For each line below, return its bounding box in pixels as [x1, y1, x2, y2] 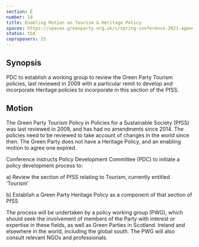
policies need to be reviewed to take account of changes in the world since [6, 131, 190, 139]
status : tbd [6, 31, 36, 37]
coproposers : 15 [6, 36, 46, 42]
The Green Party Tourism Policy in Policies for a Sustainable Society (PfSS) [6, 119, 190, 126]
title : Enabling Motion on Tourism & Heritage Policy [6, 19, 142, 25]
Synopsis [6, 58, 41, 68]
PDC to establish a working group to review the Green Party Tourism [6, 73, 173, 80]
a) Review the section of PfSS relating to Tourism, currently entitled [6, 173, 171, 180]
